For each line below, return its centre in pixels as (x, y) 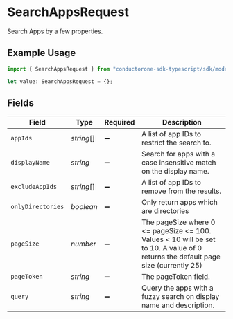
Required (120, 122)
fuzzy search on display (181, 297)
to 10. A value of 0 (172, 248)
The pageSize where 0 (179, 222)
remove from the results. (182, 191)
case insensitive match (179, 163)
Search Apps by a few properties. (55, 31)
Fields (21, 103)
